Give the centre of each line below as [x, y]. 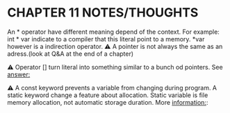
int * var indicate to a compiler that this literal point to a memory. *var [106, 39]
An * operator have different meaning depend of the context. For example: [114, 32]
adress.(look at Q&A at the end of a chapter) [71, 54]
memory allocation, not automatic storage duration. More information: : [108, 102]
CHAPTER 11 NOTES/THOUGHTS [103, 13]
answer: [19, 74]
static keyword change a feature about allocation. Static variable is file [108, 95]
